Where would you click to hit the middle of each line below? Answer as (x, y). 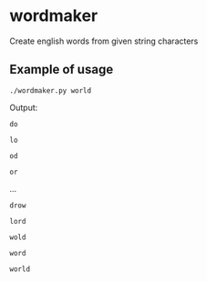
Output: (24, 107)
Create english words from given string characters (104, 41)
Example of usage (62, 70)
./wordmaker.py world (51, 90)
